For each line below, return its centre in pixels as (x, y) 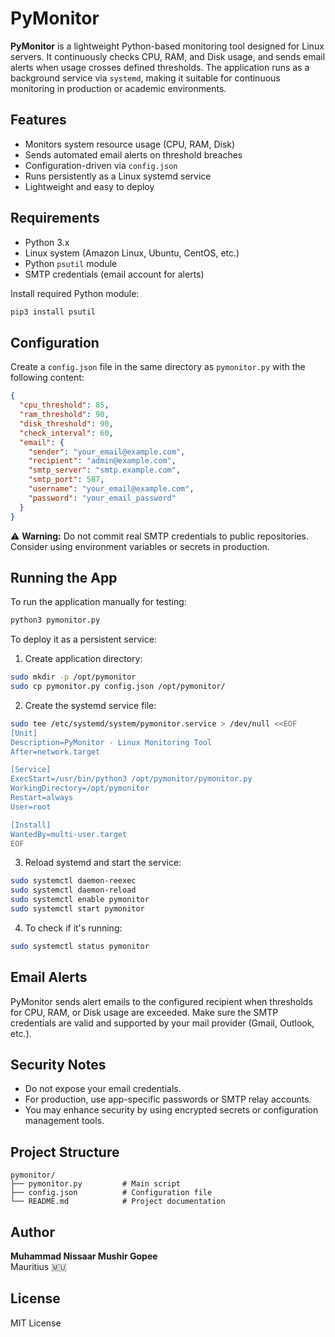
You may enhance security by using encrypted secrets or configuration (171, 1110)
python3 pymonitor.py (55, 620)
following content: (47, 378)
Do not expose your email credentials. (103, 1089)
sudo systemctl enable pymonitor (80, 900)
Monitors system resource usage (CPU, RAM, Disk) (130, 144)
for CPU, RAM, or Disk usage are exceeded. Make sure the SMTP (144, 1012)
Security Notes (58, 1065)
